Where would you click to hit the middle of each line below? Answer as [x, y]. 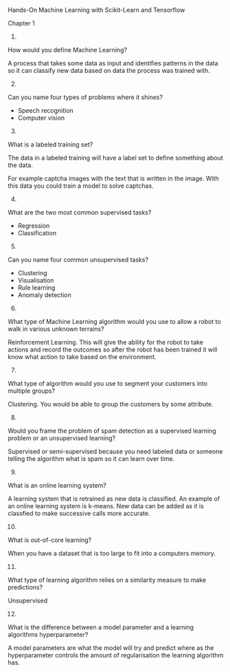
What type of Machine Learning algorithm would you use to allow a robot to [115, 322]
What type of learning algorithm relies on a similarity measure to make [107, 580]
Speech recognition [46, 110]
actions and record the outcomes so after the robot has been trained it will [113, 349]
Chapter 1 [21, 23]
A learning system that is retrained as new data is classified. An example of [114, 499]
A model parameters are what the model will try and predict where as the [111, 648]
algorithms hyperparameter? [48, 635]
